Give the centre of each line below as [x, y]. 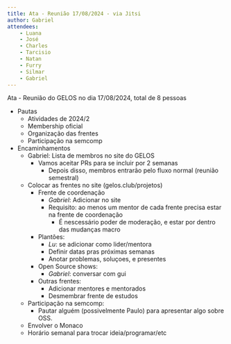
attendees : [23, 26]
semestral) [63, 178]
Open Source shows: [68, 267]
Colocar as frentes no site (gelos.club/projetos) [95, 186]
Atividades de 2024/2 [59, 119]
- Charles [34, 46]
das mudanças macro [89, 229]
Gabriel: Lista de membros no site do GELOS [91, 156]
